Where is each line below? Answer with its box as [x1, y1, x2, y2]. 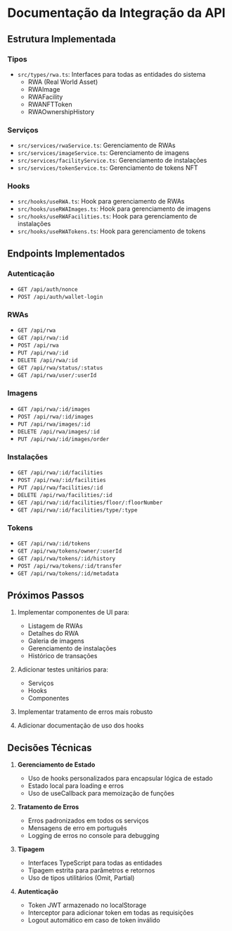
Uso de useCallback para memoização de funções [27, 789, 174, 797]
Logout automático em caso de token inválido [27, 915, 160, 924]
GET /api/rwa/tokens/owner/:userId [17, 548, 122, 555]
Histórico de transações [27, 652, 98, 660]
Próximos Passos [7, 589, 84, 601]
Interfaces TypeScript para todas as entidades [27, 858, 163, 867]
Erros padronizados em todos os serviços [27, 816, 149, 825]
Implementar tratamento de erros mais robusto [17, 708, 153, 716]
